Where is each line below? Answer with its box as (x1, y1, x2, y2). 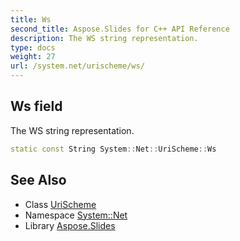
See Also (10, 172, 67, 189)
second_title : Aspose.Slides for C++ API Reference (10, 24, 230, 34)
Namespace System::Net (24, 209, 128, 221)
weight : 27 (10, 52, 56, 62)
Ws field (10, 98, 63, 115)
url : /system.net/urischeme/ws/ (10, 61, 145, 71)
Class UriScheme (24, 198, 97, 210)
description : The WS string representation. (10, 33, 199, 43)
